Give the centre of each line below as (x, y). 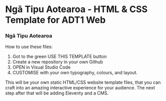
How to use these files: (29, 47)
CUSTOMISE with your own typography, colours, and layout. (75, 73)
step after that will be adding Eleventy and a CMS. (57, 93)
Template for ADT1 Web (55, 20)
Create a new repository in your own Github (58, 62)
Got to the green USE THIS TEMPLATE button (60, 57)
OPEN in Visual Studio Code (41, 67)
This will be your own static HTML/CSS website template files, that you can (83, 82)
